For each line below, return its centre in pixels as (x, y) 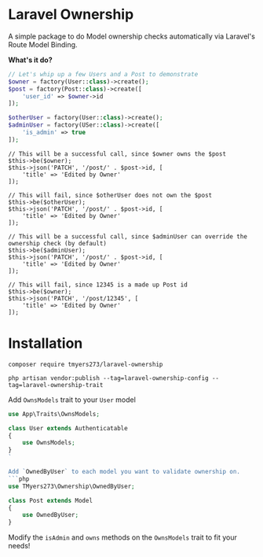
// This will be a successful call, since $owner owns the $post (117, 154)
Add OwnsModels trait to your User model (72, 400)
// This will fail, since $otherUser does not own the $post (110, 195)
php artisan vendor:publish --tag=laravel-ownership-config (109, 378)
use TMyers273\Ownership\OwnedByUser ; (71, 486)
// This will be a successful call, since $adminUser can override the (128, 236)
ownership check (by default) (58, 243)
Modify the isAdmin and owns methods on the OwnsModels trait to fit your (122, 537)
